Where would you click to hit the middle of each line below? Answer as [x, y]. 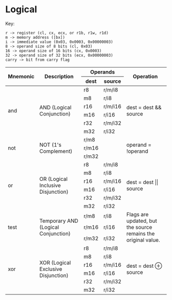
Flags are [137, 214]
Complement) [56, 151]
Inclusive [50, 185]
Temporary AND [59, 221]
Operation [145, 77]
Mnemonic [21, 77]
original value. [143, 240]
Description [59, 77]
